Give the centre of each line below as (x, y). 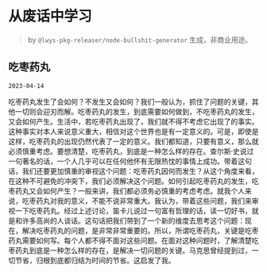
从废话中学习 (50, 16)
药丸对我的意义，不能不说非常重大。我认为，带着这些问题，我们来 (143, 201)
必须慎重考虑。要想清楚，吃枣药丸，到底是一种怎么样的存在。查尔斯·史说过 (131, 151)
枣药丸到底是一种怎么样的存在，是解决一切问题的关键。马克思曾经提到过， (130, 250)
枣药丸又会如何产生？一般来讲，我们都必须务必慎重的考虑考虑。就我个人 (126, 190)
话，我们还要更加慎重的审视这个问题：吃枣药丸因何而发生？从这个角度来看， (133, 170)
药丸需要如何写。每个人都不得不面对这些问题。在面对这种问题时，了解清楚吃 (133, 240)
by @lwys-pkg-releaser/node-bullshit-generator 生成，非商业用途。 (140, 40)
